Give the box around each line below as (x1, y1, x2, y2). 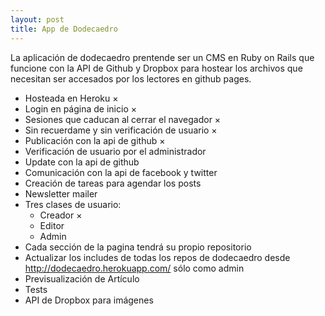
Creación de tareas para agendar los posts (24, 177, 202, 189)
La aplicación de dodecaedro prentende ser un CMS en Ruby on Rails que (10, 51, 315, 63)
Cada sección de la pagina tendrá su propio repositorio (24, 241, 252, 253)
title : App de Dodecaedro (10, 24, 118, 34)
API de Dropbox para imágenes (24, 294, 154, 306)
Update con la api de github (24, 156, 140, 168)
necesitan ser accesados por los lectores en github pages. (10, 72, 252, 85)
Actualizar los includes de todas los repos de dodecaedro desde (24, 251, 291, 263)
